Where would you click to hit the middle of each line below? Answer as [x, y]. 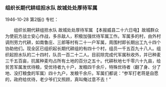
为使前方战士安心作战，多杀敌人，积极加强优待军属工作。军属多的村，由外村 [83, 36]
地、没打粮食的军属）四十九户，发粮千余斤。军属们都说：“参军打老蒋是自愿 [82, 73]
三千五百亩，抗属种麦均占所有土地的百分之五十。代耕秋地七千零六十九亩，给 [83, 61]
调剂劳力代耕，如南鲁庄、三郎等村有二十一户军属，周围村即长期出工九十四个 [83, 43]
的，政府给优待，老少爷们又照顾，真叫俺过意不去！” [58, 80]
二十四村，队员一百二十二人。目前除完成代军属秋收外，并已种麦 [96, 55]
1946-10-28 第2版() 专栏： [32, 20]
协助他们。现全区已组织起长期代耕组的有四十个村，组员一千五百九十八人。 [81, 48]
